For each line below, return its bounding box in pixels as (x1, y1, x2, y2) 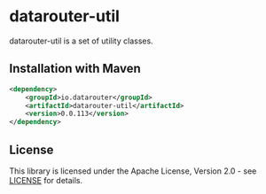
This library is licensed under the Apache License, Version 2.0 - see (9, 166, 257, 176)
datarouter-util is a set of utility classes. (9, 35, 153, 46)
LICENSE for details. (9, 175, 83, 185)
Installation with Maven (9, 61, 142, 76)
